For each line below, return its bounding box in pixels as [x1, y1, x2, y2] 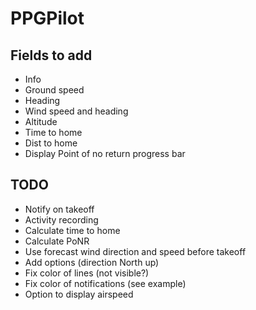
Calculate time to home [24, 224, 121, 236]
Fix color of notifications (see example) [24, 277, 187, 289]
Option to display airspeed [24, 288, 134, 300]
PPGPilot [10, 7, 85, 30]
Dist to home [24, 137, 78, 149]
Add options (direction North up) [24, 256, 160, 268]
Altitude [24, 116, 58, 127]
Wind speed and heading [24, 105, 129, 117]
